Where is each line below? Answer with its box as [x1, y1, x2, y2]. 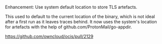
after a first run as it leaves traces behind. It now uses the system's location [5, 19, 157, 24]
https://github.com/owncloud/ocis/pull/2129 [5, 34, 94, 39]
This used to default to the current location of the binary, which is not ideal [5, 14, 155, 19]
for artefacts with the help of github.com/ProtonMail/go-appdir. [5, 24, 132, 30]
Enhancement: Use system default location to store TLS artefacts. [5, 4, 138, 10]
